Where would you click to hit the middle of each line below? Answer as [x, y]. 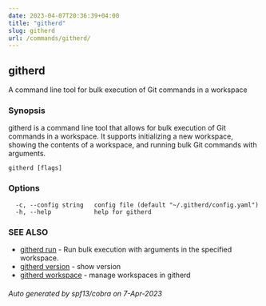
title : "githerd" [37, 23]
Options [24, 188]
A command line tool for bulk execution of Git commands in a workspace [128, 90]
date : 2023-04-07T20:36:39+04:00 [64, 16]
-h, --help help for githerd [83, 212]
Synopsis [27, 111]
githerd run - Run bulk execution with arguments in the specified [126, 249]
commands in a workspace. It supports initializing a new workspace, [121, 136]
